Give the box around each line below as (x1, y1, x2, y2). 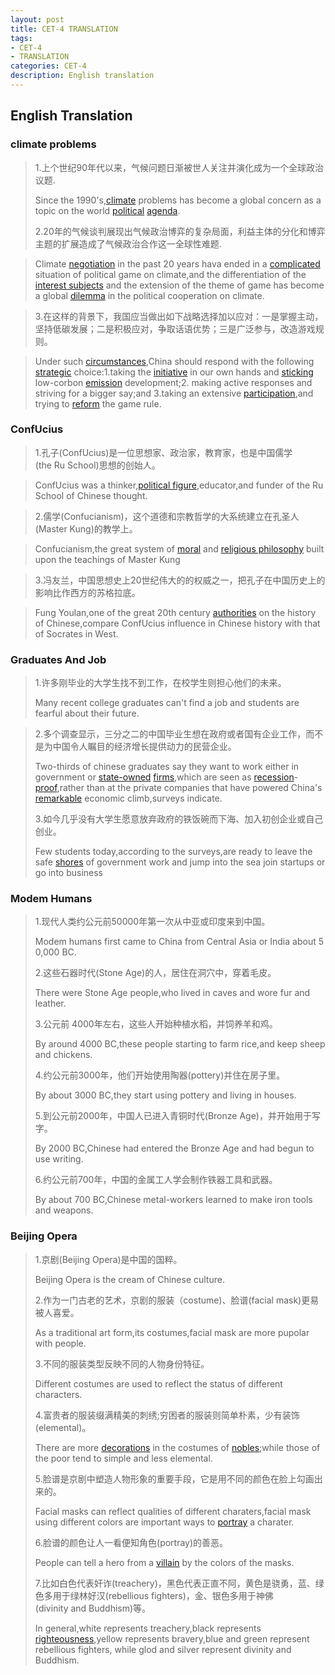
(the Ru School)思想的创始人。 (34, 459, 161, 471)
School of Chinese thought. (34, 489, 148, 501)
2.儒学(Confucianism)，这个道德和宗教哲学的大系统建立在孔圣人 (34, 510, 300, 522)
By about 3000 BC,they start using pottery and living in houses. (34, 1089, 297, 1101)
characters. (34, 1388, 83, 1400)
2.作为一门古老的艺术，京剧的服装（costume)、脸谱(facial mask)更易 (34, 1294, 320, 1306)
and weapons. (34, 1204, 94, 1216)
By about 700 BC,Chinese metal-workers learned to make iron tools (34, 1194, 313, 1206)
